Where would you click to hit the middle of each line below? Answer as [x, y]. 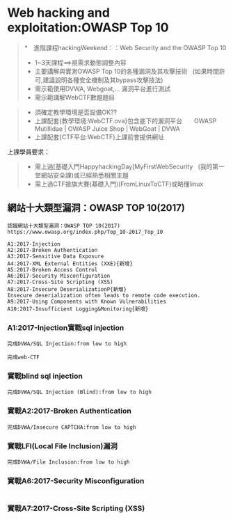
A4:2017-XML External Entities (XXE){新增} [70, 263]
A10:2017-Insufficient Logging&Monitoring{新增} [78, 309]
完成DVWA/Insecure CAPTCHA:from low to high [72, 427]
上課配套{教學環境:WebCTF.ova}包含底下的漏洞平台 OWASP [126, 120]
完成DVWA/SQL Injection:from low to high [67, 344]
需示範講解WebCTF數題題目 [74, 97]
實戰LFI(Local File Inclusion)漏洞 [63, 446]
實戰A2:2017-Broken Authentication [70, 411]
